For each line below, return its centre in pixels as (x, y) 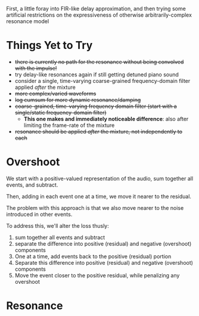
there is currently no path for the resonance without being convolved (99, 61)
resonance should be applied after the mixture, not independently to (99, 131)
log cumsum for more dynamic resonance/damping (78, 100)
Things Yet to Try (49, 46)
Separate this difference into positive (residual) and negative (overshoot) (104, 262)
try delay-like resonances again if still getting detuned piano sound (97, 75)
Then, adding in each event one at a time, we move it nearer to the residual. (99, 196)
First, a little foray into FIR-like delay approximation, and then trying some (96, 9)
